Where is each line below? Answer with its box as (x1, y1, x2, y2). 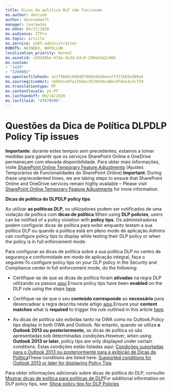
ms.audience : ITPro (5, 31, 47, 36)
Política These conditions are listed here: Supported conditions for (12, 355, 151, 361)
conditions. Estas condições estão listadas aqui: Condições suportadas (12, 344, 164, 350)
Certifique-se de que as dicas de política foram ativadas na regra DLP (12, 275, 162, 281)
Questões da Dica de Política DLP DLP (5, 120, 167, 132)
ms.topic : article (5, 36, 45, 42)
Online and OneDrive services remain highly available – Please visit (5, 180, 147, 187)
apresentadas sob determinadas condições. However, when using (12, 333, 151, 339)
